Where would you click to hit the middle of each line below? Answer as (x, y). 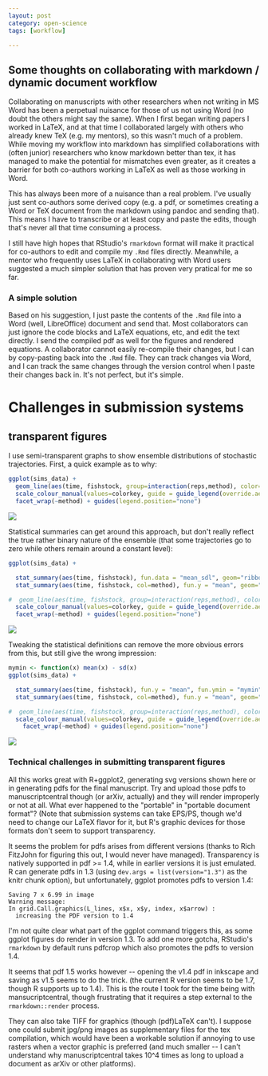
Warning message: (37, 902)
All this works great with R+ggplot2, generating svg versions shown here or (132, 779)
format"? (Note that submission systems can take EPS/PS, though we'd (125, 814)
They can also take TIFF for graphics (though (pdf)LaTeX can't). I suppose (130, 1021)
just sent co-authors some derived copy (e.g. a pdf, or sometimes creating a (134, 202)
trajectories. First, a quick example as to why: (83, 464)
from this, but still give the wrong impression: (83, 654)
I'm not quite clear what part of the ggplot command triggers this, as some (130, 930)
